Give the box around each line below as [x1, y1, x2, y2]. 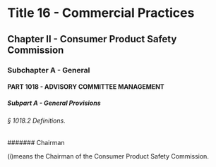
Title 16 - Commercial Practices [7, 5, 195, 21]
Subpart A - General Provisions [7, 99, 101, 107]
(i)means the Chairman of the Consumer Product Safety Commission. [7, 151, 210, 160]
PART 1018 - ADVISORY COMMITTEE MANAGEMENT [7, 82, 164, 91]
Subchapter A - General [7, 65, 90, 75]
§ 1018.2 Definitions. [7, 116, 66, 125]
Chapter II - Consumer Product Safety [7, 33, 177, 45]
